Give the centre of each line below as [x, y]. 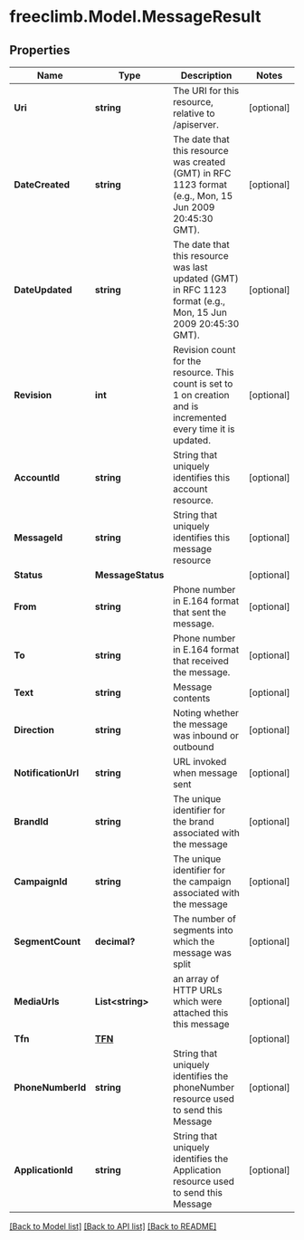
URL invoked [200, 762]
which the [194, 941]
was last [190, 267]
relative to [194, 113]
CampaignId [41, 882]
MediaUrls [37, 1002]
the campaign [202, 882]
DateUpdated [43, 290]
